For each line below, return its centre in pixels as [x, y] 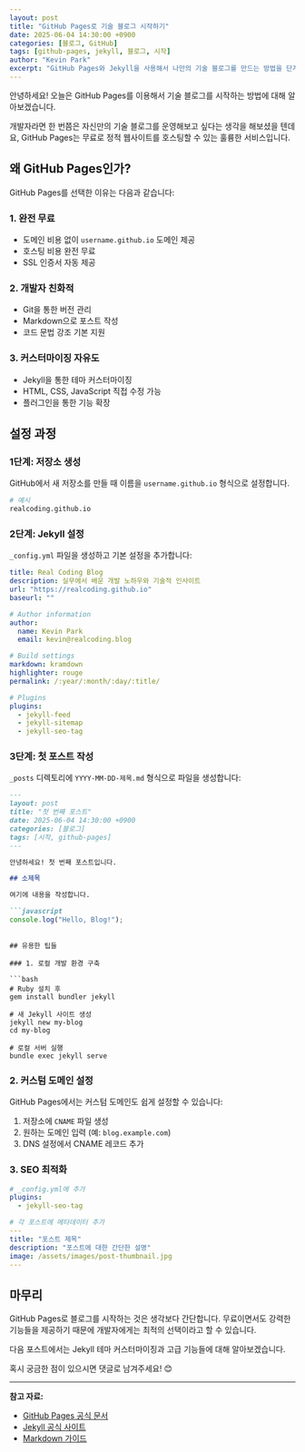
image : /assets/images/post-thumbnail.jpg [91, 1256]
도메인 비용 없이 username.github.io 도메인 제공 [108, 239]
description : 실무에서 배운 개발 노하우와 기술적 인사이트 [105, 581]
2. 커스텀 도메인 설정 [51, 1080]
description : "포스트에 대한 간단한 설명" [80, 1248]
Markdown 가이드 [55, 1438]
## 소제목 [25, 879]
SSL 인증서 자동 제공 [59, 262]
